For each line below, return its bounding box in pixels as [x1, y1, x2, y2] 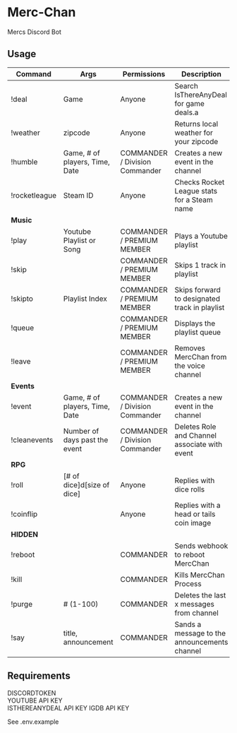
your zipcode [174, 136, 219, 146]
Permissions [122, 68, 166, 78]
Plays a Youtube [174, 231, 228, 241]
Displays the [174, 318, 216, 328]
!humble [11, 157, 38, 167]
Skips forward [174, 285, 221, 294]
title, [63, 628, 78, 638]
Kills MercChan [174, 570, 225, 580]
